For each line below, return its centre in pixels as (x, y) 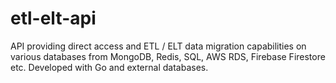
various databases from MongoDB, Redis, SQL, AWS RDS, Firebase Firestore (168, 56)
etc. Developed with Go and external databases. (109, 67)
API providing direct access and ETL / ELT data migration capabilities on (158, 46)
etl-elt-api (53, 18)
